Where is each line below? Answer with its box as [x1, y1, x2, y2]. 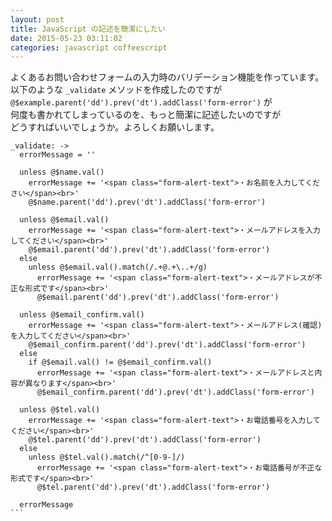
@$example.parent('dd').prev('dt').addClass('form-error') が [10, 96, 273, 108]
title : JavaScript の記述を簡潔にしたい [10, 24, 166, 34]
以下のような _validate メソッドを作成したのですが [10, 84, 223, 96]
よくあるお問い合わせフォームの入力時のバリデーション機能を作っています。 [10, 71, 325, 83]
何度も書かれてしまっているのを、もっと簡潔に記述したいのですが [10, 109, 282, 121]
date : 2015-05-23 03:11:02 [10, 33, 123, 43]
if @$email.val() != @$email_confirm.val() [28, 357, 213, 368]
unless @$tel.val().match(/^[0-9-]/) [28, 452, 186, 463]
